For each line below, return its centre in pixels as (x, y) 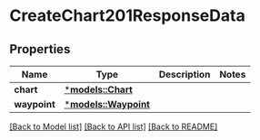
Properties (40, 49)
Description (185, 75)
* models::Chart (99, 89)
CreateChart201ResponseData (127, 16)
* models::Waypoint (107, 104)
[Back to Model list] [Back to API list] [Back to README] (114, 126)
